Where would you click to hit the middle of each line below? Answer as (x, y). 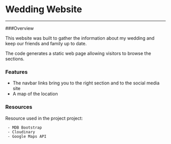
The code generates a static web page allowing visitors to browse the (78, 53)
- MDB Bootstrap (25, 127)
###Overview (20, 28)
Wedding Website (44, 9)
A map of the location (35, 94)
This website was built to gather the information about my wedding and (80, 38)
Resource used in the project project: (44, 118)
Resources (19, 107)
